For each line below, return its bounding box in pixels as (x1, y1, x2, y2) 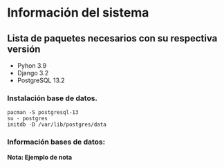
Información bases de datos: (7, 137, 106, 147)
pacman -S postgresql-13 (7, 109, 79, 116)
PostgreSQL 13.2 (17, 76, 65, 84)
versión (7, 43, 41, 55)
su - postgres (7, 115, 48, 122)
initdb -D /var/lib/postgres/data (7, 121, 107, 129)
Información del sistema (7, 5, 149, 21)
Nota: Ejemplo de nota (7, 153, 73, 161)
